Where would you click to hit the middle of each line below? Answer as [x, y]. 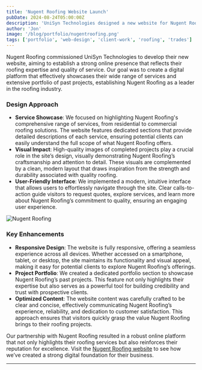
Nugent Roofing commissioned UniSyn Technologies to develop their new [98, 57]
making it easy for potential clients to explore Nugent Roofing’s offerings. [105, 267]
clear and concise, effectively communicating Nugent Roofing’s [93, 305]
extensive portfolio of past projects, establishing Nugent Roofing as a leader [100, 82]
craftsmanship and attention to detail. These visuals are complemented [103, 162]
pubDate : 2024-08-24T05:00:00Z [45, 17]
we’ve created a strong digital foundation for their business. [80, 355]
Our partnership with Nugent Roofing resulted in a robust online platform [96, 336]
